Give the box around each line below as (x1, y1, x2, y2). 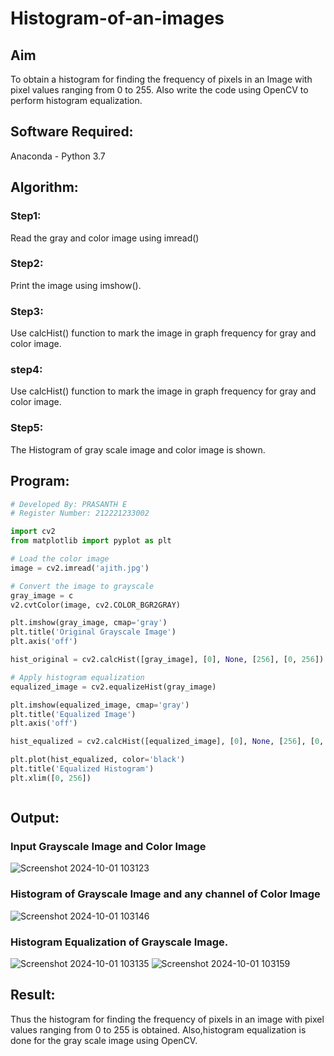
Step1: (10, 209, 42, 223)
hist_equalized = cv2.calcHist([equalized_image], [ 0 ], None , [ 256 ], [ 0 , (10, 737, 325, 747)
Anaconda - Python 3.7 (10, 150, 106, 162)
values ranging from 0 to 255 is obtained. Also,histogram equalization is (10, 1023, 307, 1036)
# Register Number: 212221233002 (10, 508, 150, 519)
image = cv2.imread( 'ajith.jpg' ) (10, 563, 150, 573)
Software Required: (10, 123, 134, 141)
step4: (10, 363, 43, 377)
